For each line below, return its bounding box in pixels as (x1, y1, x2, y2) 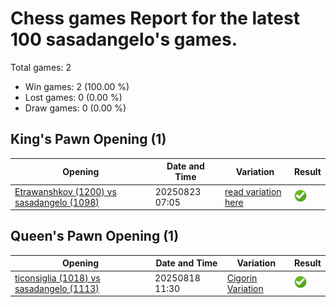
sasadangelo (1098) (14, 196, 100, 208)
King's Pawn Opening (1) (10, 131, 167, 148)
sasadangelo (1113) (14, 282, 100, 294)
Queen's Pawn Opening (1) (10, 228, 180, 245)
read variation (224, 185, 282, 197)
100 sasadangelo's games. (10, 28, 238, 51)
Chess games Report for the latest (10, 7, 300, 30)
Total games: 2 (10, 61, 72, 73)
